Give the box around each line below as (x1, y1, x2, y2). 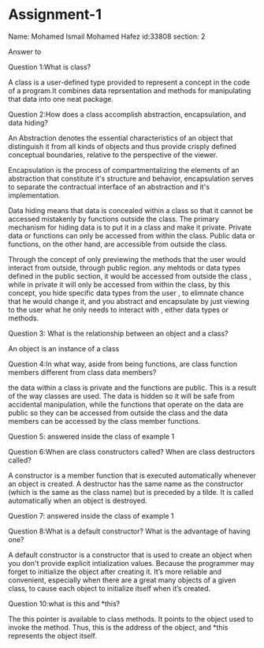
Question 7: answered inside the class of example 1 (8, 511, 175, 520)
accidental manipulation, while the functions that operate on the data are (8, 399, 244, 409)
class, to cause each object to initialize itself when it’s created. (8, 583, 211, 593)
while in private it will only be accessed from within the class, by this (8, 279, 231, 289)
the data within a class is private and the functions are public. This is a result (8, 383, 257, 392)
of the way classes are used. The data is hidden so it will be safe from (8, 391, 235, 400)
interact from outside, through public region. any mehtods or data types (8, 263, 241, 272)
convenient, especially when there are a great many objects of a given (8, 575, 236, 585)
